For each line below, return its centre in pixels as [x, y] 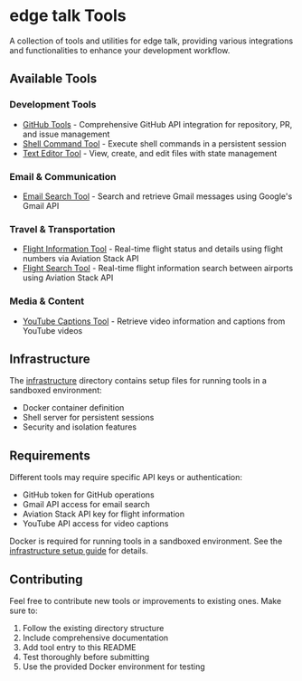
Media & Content [47, 301]
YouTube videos [52, 330]
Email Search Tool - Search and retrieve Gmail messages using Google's [157, 196]
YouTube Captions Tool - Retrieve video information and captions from [154, 321]
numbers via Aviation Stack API [80, 259]
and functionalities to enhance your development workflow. [120, 50]
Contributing [46, 579]
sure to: [24, 610]
